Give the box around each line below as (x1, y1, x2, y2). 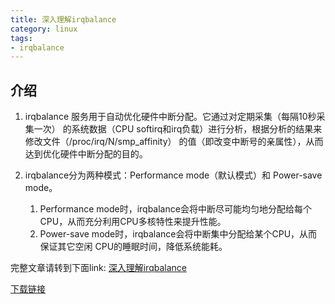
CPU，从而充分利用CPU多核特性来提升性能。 (39, 216, 227, 228)
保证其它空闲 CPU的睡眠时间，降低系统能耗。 (39, 241, 228, 253)
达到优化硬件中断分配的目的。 (24, 148, 148, 160)
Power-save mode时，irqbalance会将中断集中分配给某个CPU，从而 (39, 228, 318, 240)
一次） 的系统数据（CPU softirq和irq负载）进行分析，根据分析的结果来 (33, 123, 323, 135)
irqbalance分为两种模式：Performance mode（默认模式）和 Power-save (24, 169, 323, 181)
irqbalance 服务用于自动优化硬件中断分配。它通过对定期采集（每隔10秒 (24, 111, 317, 123)
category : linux (10, 24, 78, 34)
